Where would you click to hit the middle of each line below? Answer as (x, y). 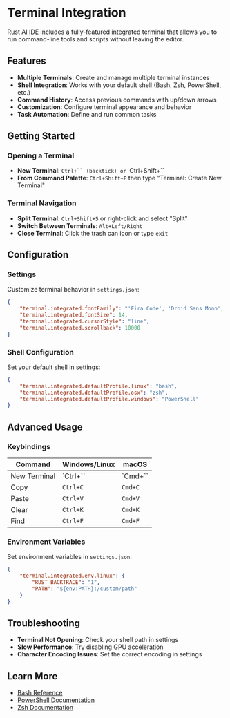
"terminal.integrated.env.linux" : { (73, 576)
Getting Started (41, 136)
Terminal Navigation (42, 203)
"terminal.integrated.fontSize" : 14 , (74, 315)
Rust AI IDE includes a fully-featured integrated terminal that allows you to (112, 32)
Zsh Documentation (45, 708)
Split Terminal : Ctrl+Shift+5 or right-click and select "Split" (102, 218)
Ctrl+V (73, 499)
